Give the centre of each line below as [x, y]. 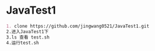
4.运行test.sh [23, 43]
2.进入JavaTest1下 [28, 31]
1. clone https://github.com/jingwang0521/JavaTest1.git [78, 26]
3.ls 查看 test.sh [28, 37]
